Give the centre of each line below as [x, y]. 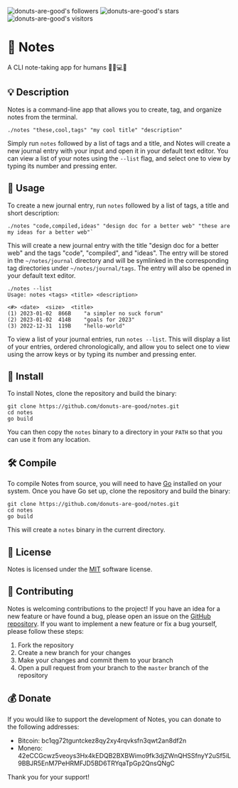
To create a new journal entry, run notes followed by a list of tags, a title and [118, 205]
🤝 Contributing [40, 592]
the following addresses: [43, 727]
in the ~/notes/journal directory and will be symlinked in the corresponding [118, 260]
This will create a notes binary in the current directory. [86, 530]
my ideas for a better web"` [50, 232]
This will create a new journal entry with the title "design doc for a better [113, 245]
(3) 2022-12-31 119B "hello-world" [66, 326]
